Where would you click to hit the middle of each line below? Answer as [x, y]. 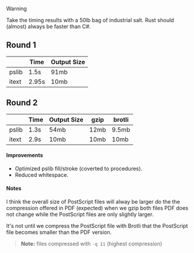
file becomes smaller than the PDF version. [59, 232]
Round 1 [21, 45]
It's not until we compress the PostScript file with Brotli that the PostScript [97, 226]
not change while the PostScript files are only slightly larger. [80, 214]
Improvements [25, 155]
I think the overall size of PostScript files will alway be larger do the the [93, 202]
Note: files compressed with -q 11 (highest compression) [91, 244]
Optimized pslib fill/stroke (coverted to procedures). [78, 168]
